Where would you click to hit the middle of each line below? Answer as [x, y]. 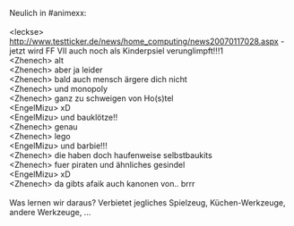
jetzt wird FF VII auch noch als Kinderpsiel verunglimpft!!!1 [117, 51]
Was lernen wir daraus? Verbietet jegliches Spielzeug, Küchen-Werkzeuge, [147, 203]
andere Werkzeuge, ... [50, 212]
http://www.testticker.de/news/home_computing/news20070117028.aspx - [147, 41]
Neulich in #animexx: [48, 13]
